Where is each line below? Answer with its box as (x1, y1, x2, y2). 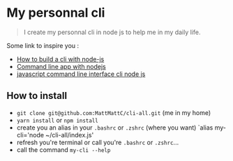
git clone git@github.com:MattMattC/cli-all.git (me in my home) (16, 108, 211, 116)
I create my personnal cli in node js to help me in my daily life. (23, 28, 201, 36)
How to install (6, 90, 68, 102)
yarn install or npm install (16, 116, 98, 124)
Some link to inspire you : (6, 41, 80, 49)
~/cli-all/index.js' (45, 130, 94, 139)
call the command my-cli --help (16, 145, 111, 154)
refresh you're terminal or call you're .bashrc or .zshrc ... (16, 138, 179, 146)
